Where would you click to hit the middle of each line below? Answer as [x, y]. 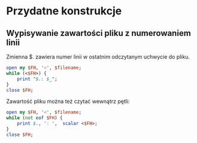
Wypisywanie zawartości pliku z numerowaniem [99, 33]
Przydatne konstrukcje [64, 11]
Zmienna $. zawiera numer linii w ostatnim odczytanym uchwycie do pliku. [98, 57]
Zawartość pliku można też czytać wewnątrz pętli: [68, 101]
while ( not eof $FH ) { [34, 118]
